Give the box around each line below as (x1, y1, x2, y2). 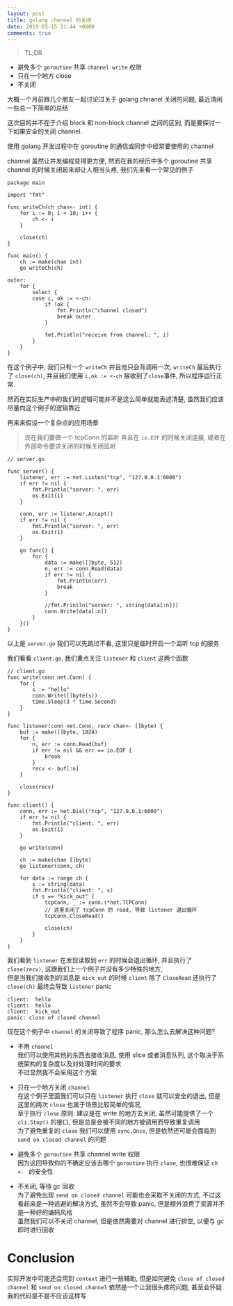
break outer (56, 314, 92, 321)
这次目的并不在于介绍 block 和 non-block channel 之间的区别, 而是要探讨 (7, 119, 216, 127)
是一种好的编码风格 (17, 1208, 73, 1217)
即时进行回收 (17, 1225, 54, 1234)
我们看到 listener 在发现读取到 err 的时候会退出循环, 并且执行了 (7, 956, 193, 965)
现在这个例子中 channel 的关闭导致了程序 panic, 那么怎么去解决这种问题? (7, 1027, 216, 1036)
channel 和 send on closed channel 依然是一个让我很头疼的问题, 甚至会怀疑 (7, 1283, 223, 1291)
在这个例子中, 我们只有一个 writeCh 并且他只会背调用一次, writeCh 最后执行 (7, 363, 222, 371)
